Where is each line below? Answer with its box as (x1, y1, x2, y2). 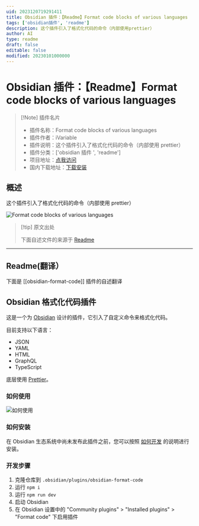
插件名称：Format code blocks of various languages (29, 126, 157, 134)
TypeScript (14, 364, 42, 370)
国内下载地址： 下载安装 (29, 163, 87, 171)
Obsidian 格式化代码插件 (6, 297, 97, 307)
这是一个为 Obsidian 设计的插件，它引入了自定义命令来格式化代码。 (6, 314, 171, 321)
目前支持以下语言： (6, 326, 53, 333)
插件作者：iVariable (29, 134, 77, 141)
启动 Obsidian (14, 498, 49, 505)
